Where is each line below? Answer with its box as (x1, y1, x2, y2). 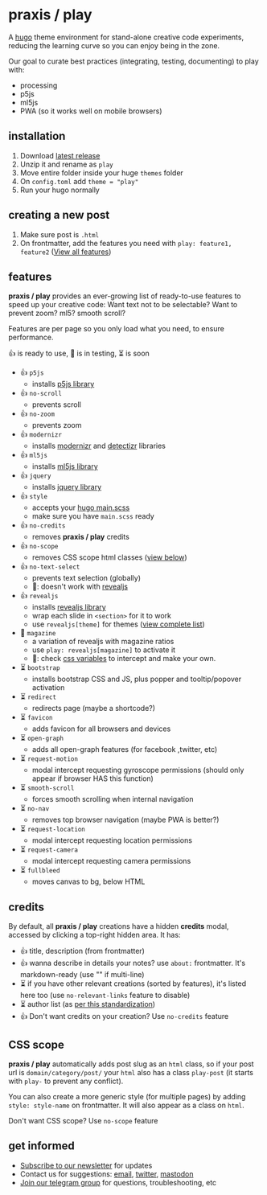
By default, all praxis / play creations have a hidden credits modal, (8, 922, 229, 931)
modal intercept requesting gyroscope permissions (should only (31, 766, 244, 775)
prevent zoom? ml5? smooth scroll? (8, 308, 126, 318)
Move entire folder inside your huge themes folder (19, 167, 183, 178)
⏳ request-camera (19, 844, 79, 854)
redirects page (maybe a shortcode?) (31, 704, 155, 713)
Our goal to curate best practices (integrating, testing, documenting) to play (8, 56, 259, 66)
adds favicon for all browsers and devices (31, 724, 171, 733)
